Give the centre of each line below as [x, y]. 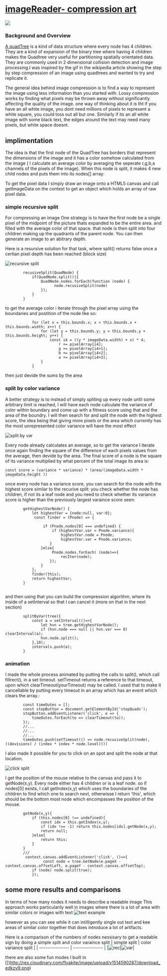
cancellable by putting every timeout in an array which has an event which [81, 690]
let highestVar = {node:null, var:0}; [72, 513]
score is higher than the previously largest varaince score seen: [70, 499]
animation [18, 663]
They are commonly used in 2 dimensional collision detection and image [79, 62]
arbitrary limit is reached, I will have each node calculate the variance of [79, 404]
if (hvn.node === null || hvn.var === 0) [84, 629]
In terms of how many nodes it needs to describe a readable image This [79, 902]
